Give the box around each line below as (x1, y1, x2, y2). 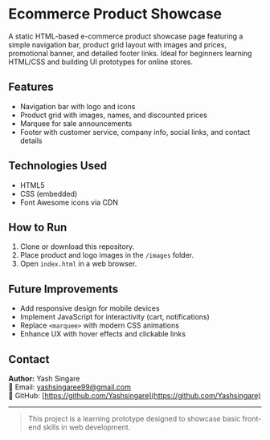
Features (8, 80, 54, 94)
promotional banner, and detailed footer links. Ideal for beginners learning (8, 48, 252, 58)
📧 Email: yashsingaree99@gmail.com (8, 382, 131, 392)
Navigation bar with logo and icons (19, 101, 136, 111)
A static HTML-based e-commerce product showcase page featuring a (8, 31, 243, 41)
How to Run (8, 220, 67, 234)
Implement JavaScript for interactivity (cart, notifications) (19, 312, 211, 322)
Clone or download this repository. (19, 242, 135, 251)
